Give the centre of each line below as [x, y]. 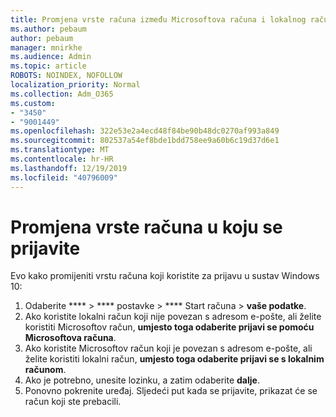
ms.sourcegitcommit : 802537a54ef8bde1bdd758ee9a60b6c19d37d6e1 [145, 141]
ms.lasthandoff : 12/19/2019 [69, 168]
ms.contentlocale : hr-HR [62, 159]
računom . [45, 370]
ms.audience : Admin [51, 57]
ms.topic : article [48, 66]
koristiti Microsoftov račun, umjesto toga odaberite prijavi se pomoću [169, 327]
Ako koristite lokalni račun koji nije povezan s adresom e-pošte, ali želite [173, 317]
